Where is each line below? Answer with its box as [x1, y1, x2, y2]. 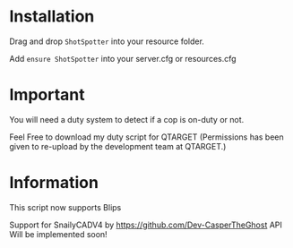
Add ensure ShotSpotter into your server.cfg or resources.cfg [9, 53, 237, 64]
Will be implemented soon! [9, 228, 108, 239]
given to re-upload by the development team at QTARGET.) [9, 141, 227, 151]
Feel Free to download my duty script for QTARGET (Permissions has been [9, 132, 284, 142]
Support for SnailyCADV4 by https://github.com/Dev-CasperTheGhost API [9, 219, 282, 230]
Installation [9, 6, 95, 27]
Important [9, 85, 85, 105]
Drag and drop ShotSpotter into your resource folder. [9, 36, 204, 47]
